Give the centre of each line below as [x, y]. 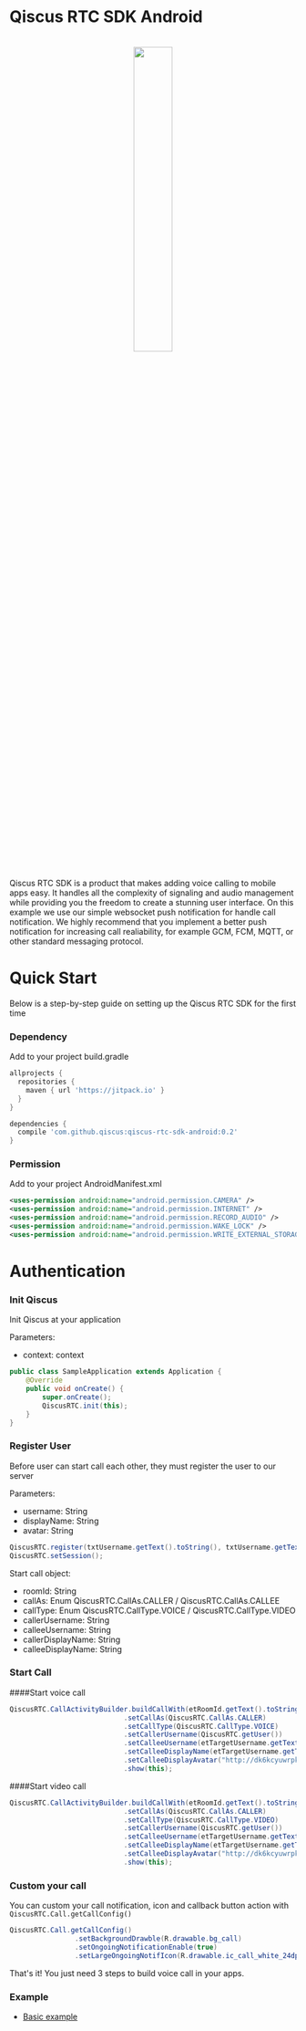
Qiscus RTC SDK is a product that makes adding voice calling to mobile [143, 883]
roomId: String [50, 1591]
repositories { [46, 1082]
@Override [45, 1380]
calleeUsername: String [67, 1629]
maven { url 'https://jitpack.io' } [96, 1090]
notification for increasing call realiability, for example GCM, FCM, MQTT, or [152, 931]
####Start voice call [48, 1692]
